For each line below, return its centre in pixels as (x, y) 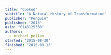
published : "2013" (23, 23)
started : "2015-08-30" (28, 41)
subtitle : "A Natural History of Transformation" (56, 14)
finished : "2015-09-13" (29, 45)
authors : (14, 32)
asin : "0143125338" (25, 27)
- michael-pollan (27, 36)
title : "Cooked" (21, 9)
